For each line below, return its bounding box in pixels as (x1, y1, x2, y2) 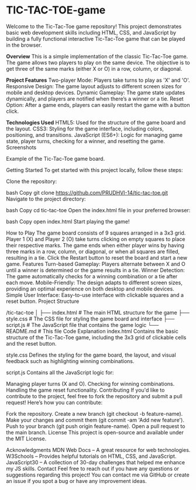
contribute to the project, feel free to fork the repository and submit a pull (6, 392, 183, 399)
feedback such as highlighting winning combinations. (6, 357, 135, 364)
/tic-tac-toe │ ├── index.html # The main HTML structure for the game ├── (6, 309, 190, 316)
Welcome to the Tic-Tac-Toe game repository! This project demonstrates (6, 23, 182, 30)
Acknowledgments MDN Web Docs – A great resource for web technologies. (6, 446, 191, 453)
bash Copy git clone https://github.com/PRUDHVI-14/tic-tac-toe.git (6, 189, 168, 196)
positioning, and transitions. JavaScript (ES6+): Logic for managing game (6, 131, 183, 138)
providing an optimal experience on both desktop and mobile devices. (6, 285, 174, 292)
